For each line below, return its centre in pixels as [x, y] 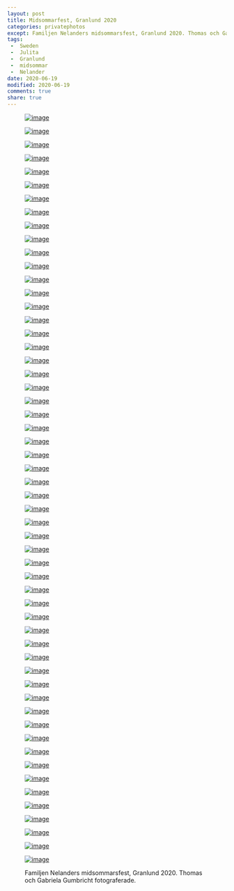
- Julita [24, 53]
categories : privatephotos [46, 26]
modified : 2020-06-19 [39, 85]
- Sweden [24, 46]
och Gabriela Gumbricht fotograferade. [80, 880]
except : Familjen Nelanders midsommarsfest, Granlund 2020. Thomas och [113, 33]
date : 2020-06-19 [32, 78]
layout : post [26, 14]
